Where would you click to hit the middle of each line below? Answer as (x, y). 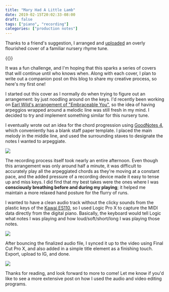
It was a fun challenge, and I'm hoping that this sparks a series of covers (81, 68)
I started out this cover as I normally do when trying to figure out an (75, 94)
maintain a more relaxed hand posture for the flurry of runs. (67, 193)
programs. (16, 284)
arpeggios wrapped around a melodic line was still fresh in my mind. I (77, 110)
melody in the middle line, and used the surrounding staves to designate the (84, 136)
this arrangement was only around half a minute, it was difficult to (73, 166)
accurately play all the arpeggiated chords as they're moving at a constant (82, 171)
